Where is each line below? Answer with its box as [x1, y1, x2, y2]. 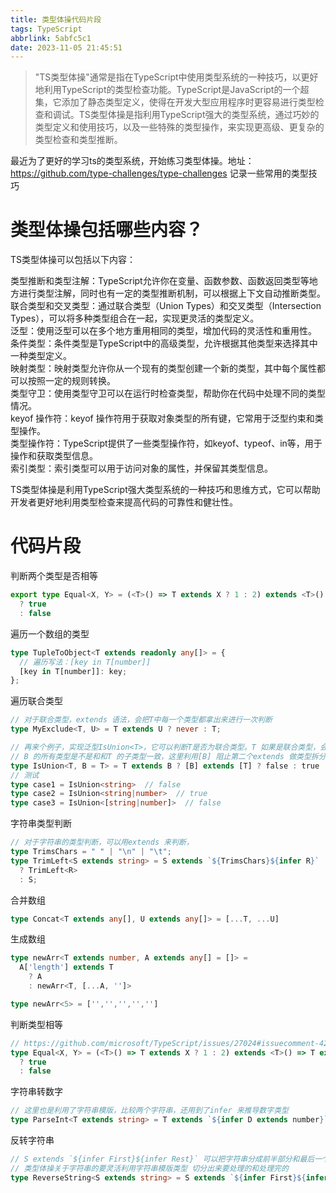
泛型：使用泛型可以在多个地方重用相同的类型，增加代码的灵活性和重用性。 [10, 325, 317, 337]
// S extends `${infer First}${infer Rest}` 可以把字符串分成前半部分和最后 [10, 1154, 315, 1164]
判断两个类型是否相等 [10, 570, 98, 582]
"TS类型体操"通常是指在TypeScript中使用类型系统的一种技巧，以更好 [34, 71, 319, 83]
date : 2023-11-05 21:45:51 [10, 42, 123, 53]
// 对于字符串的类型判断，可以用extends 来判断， [10, 837, 194, 848]
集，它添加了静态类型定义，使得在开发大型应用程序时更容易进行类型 [34, 96, 316, 108]
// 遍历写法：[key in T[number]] [19, 657, 152, 667]
